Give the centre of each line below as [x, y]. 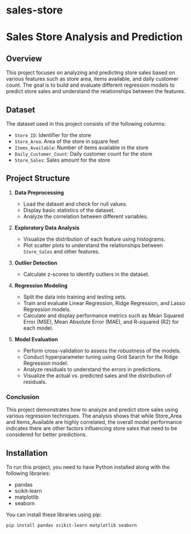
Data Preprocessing [39, 192]
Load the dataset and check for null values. [75, 204]
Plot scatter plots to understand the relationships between [93, 245]
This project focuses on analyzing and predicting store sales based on [91, 73]
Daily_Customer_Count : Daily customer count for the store [83, 154]
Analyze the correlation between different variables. [86, 216]
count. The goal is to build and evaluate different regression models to [91, 85]
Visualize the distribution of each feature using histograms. [94, 239]
